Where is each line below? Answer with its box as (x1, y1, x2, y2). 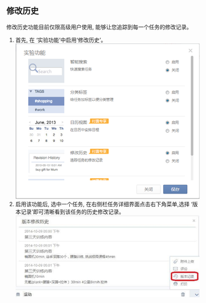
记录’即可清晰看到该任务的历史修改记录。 (20, 208, 124, 215)
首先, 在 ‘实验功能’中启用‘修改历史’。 (15, 36, 107, 43)
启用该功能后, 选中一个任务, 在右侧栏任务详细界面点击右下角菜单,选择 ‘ (15, 200, 193, 208)
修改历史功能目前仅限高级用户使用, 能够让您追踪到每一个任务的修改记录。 (6, 23, 192, 31)
